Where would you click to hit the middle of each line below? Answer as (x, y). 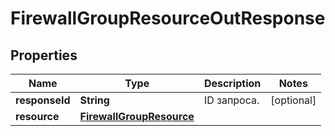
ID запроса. (231, 100)
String (94, 100)
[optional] (293, 100)
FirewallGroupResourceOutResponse (168, 18)
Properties (44, 55)
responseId (43, 100)
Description (232, 83)
